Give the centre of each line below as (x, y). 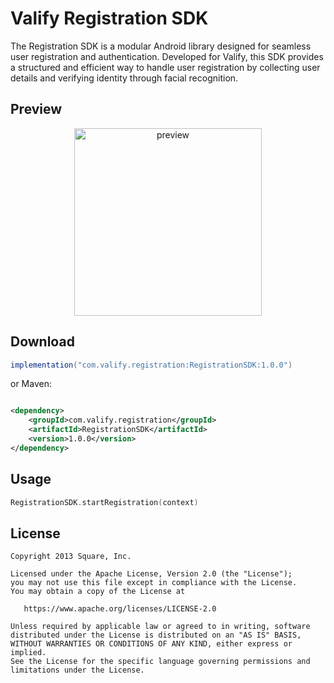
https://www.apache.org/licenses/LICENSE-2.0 (120, 609)
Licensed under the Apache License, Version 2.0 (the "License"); (151, 574)
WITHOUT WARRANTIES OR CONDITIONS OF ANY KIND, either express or (151, 644)
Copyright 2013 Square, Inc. (71, 557)
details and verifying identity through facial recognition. (124, 78)
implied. (28, 653)
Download (42, 342)
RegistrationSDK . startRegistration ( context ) (104, 502)
